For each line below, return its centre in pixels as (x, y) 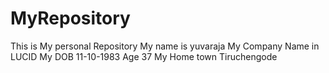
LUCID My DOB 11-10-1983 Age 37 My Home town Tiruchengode (144, 56)
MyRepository (70, 18)
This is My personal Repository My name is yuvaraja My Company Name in (165, 46)
